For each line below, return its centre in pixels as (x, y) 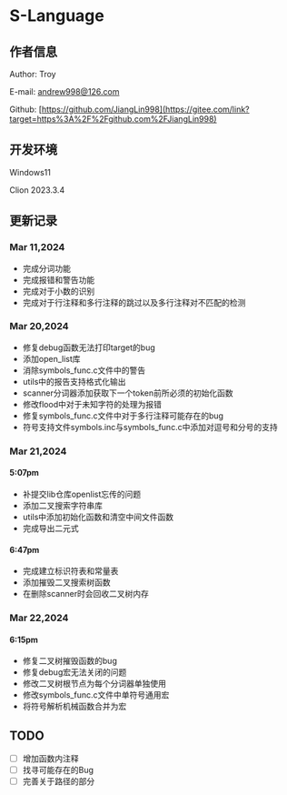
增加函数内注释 (50, 759)
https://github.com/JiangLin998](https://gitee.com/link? (145, 109)
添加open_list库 (51, 358)
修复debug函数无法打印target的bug (89, 347)
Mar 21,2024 (38, 451)
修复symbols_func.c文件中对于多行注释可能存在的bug (123, 416)
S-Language (57, 16)
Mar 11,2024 (37, 247)
